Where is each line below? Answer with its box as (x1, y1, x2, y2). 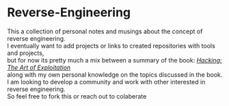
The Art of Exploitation (7, 63, 71, 71)
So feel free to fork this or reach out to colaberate (7, 92, 147, 100)
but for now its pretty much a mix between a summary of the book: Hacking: (7, 56, 222, 64)
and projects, (7, 49, 44, 57)
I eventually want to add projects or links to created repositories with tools (7, 41, 215, 50)
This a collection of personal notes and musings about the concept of (7, 27, 203, 35)
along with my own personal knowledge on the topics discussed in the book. (7, 70, 223, 79)
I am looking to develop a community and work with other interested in (7, 77, 206, 86)
